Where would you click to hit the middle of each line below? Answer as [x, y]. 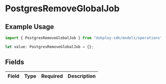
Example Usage [30, 27]
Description [82, 76]
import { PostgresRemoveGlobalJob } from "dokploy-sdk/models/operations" [84, 38]
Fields [15, 62]
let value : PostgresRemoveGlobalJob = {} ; [49, 47]
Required [52, 76]
